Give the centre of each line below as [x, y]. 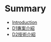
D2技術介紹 [24, 34]
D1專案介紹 [23, 28]
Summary [25, 9]
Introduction [24, 22]
